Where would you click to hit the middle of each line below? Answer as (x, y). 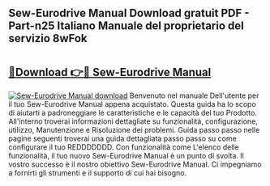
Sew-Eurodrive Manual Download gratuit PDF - (129, 13)
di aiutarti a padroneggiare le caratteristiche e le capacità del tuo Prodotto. (133, 113)
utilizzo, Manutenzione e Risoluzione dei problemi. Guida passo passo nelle (134, 130)
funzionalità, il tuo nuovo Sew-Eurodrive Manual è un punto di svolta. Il (126, 156)
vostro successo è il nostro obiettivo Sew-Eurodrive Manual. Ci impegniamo (135, 164)
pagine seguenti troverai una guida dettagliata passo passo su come (122, 138)
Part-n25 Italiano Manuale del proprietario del (126, 26)
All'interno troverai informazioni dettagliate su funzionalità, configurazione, (133, 121)
